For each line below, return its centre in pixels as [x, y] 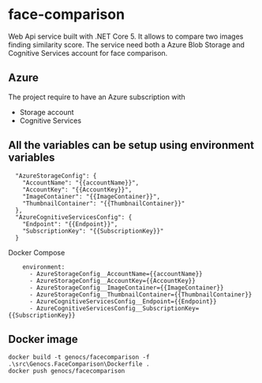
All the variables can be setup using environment [131, 145]
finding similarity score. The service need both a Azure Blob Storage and [126, 44]
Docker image [43, 339]
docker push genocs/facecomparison [67, 371]
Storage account [47, 112]
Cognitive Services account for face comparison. [88, 53]
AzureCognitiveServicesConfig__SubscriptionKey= [118, 308]
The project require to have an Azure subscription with [97, 97]
